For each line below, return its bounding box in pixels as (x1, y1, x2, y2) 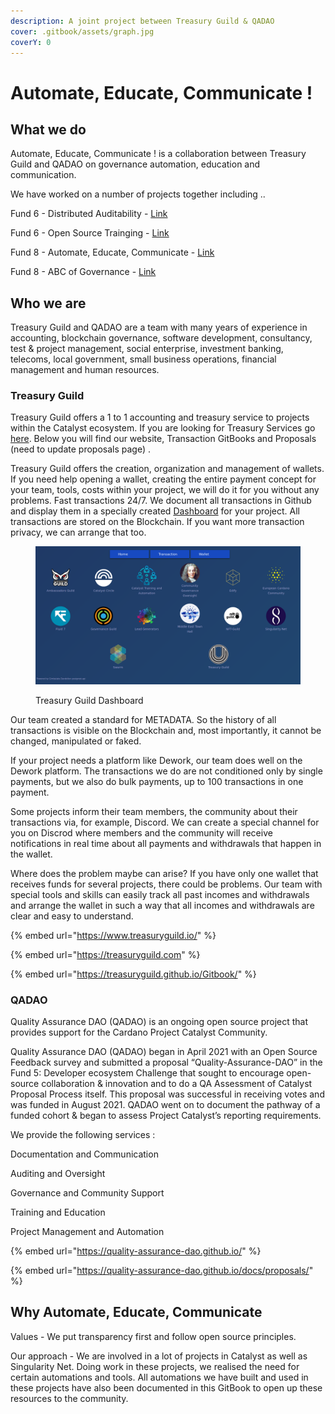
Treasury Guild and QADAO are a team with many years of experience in (10, 321, 308, 334)
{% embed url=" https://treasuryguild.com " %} (10, 948, 201, 960)
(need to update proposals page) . (10, 443, 151, 455)
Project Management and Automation (10, 1226, 165, 1238)
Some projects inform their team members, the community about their (10, 805, 298, 817)
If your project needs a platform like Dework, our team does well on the (10, 754, 303, 766)
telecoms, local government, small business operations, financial (10, 353, 277, 365)
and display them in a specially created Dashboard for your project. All (10, 505, 300, 517)
